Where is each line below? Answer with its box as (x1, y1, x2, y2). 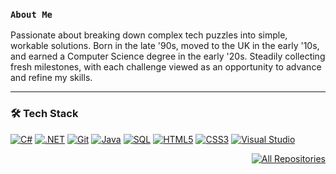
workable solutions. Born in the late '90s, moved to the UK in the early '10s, (10, 40, 320, 52)
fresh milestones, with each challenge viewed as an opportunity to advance (10, 61, 322, 73)
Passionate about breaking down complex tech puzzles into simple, (10, 29, 288, 41)
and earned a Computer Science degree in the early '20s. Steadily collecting (10, 50, 326, 63)
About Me (10, 9, 53, 20)
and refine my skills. (10, 72, 93, 84)
